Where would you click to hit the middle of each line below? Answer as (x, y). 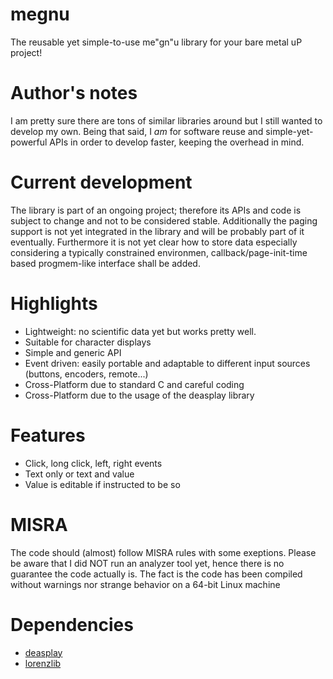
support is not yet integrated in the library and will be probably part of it (157, 231)
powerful (29, 142)
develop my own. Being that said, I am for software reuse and (137, 131)
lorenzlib (43, 663)
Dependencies (72, 624)
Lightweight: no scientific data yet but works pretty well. (140, 331)
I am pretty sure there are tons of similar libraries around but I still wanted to (166, 120)
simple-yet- (289, 131)
